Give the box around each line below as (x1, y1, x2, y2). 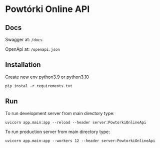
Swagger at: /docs (5, 36, 43, 42)
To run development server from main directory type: (5, 110, 115, 116)
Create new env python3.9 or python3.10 (5, 74, 89, 80)
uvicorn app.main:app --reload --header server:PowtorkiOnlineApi (5, 120, 146, 125)
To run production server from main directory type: (5, 129, 110, 135)
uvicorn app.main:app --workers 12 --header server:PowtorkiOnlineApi (5, 138, 155, 143)
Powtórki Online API (5, 3, 90, 15)
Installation (5, 61, 41, 69)
